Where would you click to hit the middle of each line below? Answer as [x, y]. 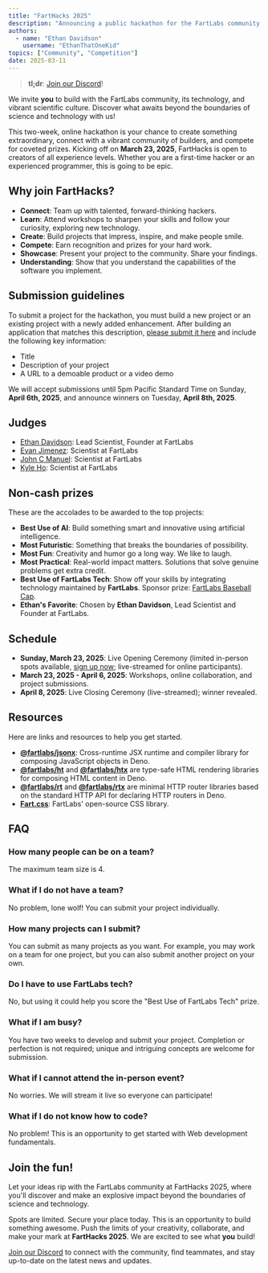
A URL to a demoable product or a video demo [97, 373]
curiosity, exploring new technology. [80, 228]
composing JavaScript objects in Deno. [85, 761]
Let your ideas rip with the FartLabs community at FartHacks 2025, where [130, 1187]
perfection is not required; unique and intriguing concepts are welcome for [132, 1048]
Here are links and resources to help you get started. [95, 737]
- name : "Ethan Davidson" [59, 38]
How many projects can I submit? [75, 928]
